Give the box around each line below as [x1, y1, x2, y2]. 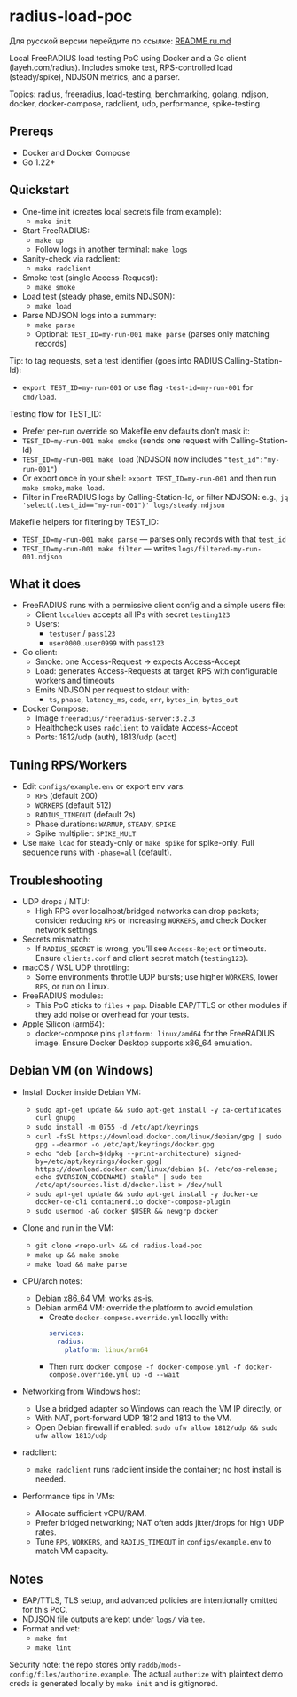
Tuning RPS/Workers [9, 757, 128, 772]
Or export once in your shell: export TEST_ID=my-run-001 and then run [21, 473, 277, 483]
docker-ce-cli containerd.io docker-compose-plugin [35, 1197, 231, 1207]
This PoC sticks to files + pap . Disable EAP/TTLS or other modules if [35, 1000, 288, 1010]
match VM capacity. [35, 1545, 109, 1557]
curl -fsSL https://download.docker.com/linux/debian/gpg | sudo [35, 1132, 282, 1141]
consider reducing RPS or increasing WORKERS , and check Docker [35, 915, 268, 926]
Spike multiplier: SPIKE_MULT [35, 828, 137, 839]
